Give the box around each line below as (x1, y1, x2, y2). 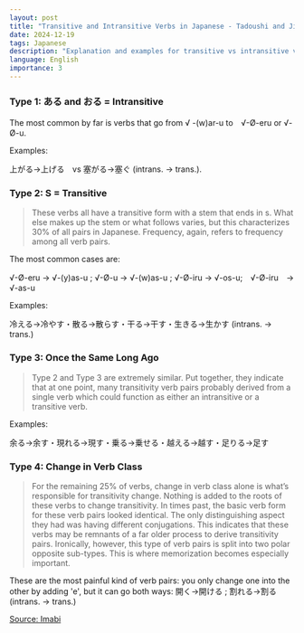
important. (31, 558, 71, 569)
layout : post (9, 13, 59, 23)
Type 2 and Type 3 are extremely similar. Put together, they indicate (31, 372, 284, 383)
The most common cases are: (9, 254, 120, 265)
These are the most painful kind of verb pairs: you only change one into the (9, 575, 290, 586)
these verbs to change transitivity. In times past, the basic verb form (31, 500, 287, 511)
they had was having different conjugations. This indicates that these (31, 519, 290, 530)
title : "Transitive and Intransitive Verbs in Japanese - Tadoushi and (9, 22, 285, 31)
